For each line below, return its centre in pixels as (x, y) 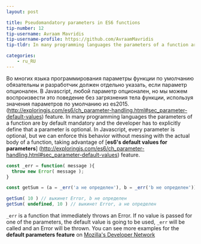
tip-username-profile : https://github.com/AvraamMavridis (80, 40)
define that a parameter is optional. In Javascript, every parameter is (91, 129)
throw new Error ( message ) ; (48, 171)
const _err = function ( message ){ (51, 165)
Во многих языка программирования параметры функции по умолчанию (100, 78)
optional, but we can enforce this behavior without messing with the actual (98, 135)
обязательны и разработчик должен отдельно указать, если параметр (97, 85)
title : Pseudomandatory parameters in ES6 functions (73, 22)
